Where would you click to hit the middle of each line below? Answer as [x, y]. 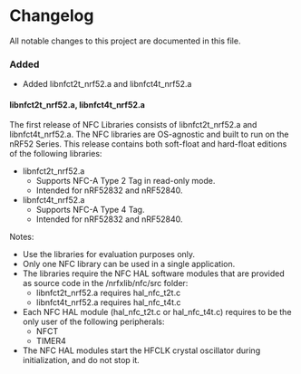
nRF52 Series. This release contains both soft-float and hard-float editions [148, 144]
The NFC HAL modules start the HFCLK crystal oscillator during [141, 350]
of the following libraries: [56, 154]
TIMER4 [51, 341]
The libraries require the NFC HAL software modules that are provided [154, 273]
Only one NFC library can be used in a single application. [129, 264]
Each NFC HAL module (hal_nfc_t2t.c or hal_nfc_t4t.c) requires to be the [157, 312]
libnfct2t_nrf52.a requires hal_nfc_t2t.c [108, 293]
